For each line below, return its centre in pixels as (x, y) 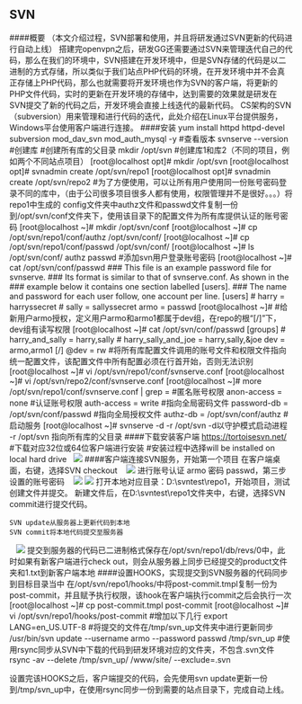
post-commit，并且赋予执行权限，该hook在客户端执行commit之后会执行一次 (151, 595)
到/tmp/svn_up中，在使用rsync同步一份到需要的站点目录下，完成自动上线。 (149, 689)
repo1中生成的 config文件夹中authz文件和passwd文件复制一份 (124, 204)
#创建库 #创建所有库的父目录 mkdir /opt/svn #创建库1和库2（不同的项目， (146, 150)
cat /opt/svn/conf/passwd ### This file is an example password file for (141, 267)
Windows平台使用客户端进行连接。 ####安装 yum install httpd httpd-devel (147, 127)
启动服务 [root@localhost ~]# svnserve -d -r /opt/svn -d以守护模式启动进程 (148, 425)
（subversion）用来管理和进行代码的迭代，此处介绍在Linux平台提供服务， (146, 116)
